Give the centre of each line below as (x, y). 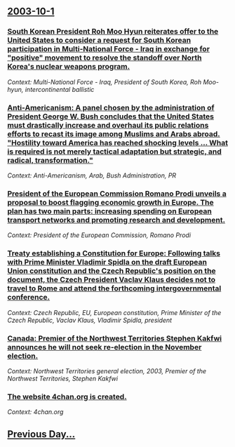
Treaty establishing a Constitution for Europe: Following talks (114, 253)
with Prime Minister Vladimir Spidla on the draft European (107, 262)
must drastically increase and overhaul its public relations (108, 125)
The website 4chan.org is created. (67, 396)
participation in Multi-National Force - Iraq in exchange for (109, 49)
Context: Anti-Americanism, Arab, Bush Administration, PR (92, 175)
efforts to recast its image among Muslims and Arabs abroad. (114, 134)
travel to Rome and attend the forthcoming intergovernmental (114, 288)
